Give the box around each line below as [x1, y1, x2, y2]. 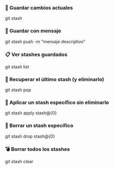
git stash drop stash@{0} [5, 133, 55, 139]
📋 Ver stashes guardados [5, 51, 68, 58]
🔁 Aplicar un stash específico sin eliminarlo [5, 99, 109, 106]
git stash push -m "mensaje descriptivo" [5, 38, 86, 44]
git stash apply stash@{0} [5, 110, 57, 116]
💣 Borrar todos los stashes [5, 146, 70, 152]
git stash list [5, 64, 29, 69]
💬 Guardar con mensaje [5, 28, 62, 34]
